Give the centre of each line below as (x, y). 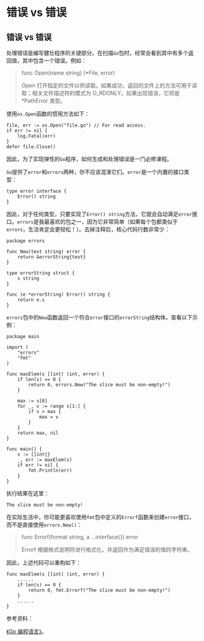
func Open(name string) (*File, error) (68, 73)
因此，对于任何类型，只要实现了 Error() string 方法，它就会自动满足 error (99, 214)
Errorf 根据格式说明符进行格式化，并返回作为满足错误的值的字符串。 (107, 549)
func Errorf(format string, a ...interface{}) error (80, 537)
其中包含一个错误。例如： (54, 61)
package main (23, 337)
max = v (49, 417)
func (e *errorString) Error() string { (59, 294)
